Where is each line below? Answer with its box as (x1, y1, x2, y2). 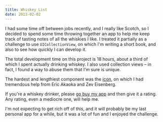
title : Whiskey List (5, 7, 48, 12)
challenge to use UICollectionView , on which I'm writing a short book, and (5, 41, 156, 47)
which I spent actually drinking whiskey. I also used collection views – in (5, 61, 152, 67)
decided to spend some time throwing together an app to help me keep (5, 31, 150, 37)
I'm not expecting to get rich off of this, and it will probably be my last (5, 106, 147, 112)
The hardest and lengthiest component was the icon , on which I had (5, 76, 144, 82)
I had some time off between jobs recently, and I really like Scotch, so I (5, 25, 149, 31)
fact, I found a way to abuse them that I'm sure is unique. (5, 66, 121, 72)
